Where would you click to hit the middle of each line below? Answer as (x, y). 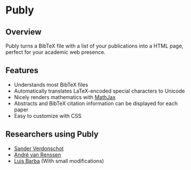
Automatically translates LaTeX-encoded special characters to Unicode (99, 91)
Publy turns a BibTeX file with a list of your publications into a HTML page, (94, 46)
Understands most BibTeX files (51, 84)
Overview (24, 32)
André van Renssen (37, 154)
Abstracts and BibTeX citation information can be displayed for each (96, 103)
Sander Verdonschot (39, 148)
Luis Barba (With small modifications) (59, 161)
